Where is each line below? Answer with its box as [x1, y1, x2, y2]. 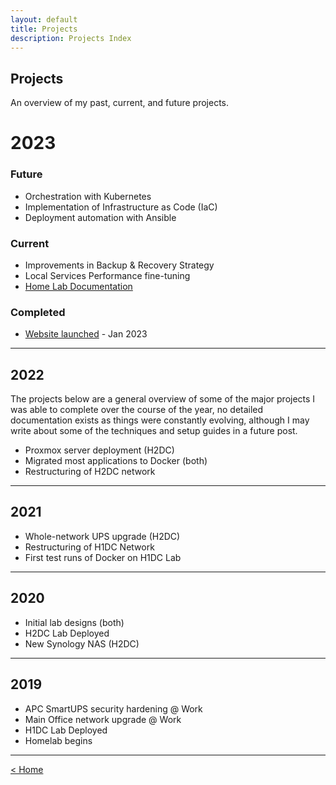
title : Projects [10, 24, 78, 34]
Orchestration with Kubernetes [24, 190, 152, 202]
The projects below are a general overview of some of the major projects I [10, 393, 316, 405]
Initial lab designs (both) [24, 616, 125, 628]
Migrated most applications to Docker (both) [24, 455, 208, 467]
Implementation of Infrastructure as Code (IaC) [24, 201, 218, 213]
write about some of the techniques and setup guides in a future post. [10, 425, 298, 437]
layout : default [10, 14, 78, 25]
